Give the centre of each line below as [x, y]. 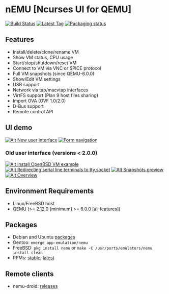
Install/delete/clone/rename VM [46, 52]
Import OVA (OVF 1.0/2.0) [39, 101]
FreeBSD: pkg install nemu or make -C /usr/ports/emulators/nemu [82, 248]
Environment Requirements [50, 191]
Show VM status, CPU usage [43, 57]
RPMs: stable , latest [33, 258]
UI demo [19, 128]
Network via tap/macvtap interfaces [50, 90]
